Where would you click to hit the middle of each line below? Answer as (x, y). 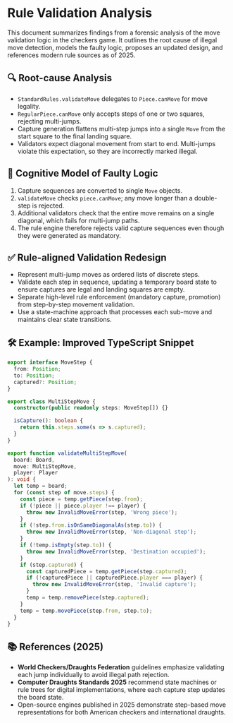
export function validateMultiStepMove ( (68, 453)
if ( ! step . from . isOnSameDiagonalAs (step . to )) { (91, 525)
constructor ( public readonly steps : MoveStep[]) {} (91, 408)
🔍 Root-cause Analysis (60, 78)
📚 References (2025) (56, 646)
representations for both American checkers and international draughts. (121, 712)
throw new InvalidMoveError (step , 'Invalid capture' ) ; (115, 585)
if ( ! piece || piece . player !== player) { (83, 506)
